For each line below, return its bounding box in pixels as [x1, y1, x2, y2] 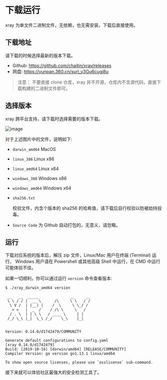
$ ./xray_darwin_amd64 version [5, 285, 70, 291]
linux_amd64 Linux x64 [12, 165, 59, 171]
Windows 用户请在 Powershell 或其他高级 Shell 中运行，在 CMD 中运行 [14, 259, 160, 265]
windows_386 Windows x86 [12, 175, 67, 181]
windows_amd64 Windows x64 [12, 185, 71, 191]
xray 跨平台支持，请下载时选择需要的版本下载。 [5, 116, 103, 122]
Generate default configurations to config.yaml [5, 338, 108, 343]
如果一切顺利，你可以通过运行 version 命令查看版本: [5, 275, 112, 281]
